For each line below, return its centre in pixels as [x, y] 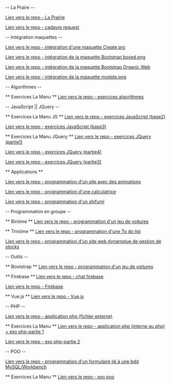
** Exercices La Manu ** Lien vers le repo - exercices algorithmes [75, 97]
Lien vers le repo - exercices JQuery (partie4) [54, 152]
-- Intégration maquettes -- [34, 37]
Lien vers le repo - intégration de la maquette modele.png [66, 77]
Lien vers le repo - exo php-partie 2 [43, 341]
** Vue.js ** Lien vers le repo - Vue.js [45, 296]
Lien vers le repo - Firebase [34, 286]
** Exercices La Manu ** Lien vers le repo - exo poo [60, 377]
